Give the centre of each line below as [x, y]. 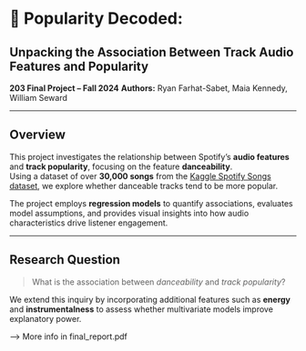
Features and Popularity [79, 66]
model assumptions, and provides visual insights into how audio [129, 213]
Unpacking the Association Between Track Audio [152, 52]
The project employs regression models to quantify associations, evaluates [151, 203]
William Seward [39, 98]
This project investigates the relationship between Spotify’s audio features [149, 156]
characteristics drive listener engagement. [89, 223]
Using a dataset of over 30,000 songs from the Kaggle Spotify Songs [140, 175]
